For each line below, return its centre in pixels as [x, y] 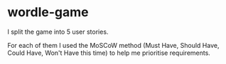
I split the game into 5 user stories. [58, 32]
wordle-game [48, 12]
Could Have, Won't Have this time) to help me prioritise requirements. [109, 53]
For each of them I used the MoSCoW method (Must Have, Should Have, [113, 45]
